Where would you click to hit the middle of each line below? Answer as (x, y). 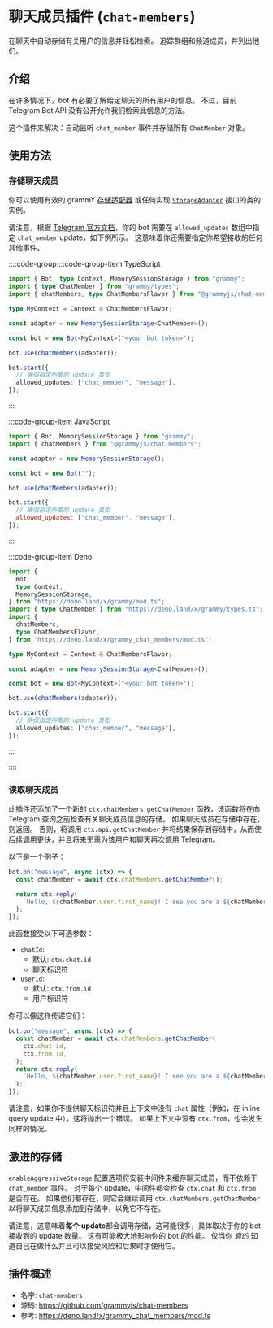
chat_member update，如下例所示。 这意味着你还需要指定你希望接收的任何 (140, 237)
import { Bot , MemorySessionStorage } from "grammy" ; (102, 437)
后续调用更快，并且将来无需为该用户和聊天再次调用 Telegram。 (114, 839)
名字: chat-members (51, 1295)
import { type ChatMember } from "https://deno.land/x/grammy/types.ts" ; (136, 610)
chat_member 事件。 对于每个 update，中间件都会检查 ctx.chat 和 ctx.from (132, 1187)
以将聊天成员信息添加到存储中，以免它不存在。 (87, 1208)
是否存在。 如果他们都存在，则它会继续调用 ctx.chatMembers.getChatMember (134, 1198)
